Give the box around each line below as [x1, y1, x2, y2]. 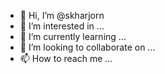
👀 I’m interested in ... [19, 20, 105, 32]
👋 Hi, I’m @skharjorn [19, 10, 105, 21]
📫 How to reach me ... [19, 53, 113, 64]
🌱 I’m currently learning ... [19, 31, 127, 42]
